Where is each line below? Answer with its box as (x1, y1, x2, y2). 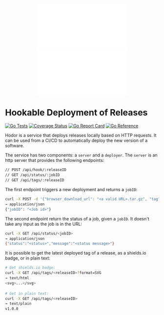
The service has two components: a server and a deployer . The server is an (5, 152, 158, 158)
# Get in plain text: (5, 291, 49, 296)
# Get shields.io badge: (5, 265, 56, 270)
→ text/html (5, 276, 29, 281)
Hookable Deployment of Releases (5, 107, 148, 118)
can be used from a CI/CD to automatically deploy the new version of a (5, 138, 148, 143)
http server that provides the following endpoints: (5, 157, 104, 163)
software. (5, 143, 24, 149)
